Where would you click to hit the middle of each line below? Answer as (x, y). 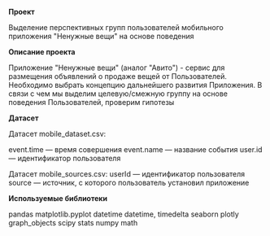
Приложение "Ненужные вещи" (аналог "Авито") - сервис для (117, 68)
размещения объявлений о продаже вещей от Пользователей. (118, 76)
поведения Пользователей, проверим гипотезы (91, 102)
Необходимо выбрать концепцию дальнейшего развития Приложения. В (135, 85)
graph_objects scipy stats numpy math (73, 223)
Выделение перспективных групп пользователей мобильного (116, 27)
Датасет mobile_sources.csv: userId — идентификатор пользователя (127, 174)
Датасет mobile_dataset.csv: (57, 134)
